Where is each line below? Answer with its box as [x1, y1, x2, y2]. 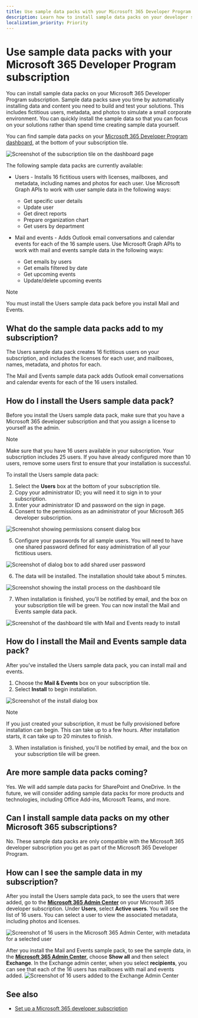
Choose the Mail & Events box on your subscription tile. [14, 679, 150, 687]
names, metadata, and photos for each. [6, 361, 102, 368]
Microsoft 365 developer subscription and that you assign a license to [6, 418, 176, 425]
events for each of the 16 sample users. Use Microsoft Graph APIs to [14, 240, 181, 247]
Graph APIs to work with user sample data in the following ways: [14, 186, 171, 193]
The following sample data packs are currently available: [6, 162, 143, 169]
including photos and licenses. [6, 918, 81, 925]
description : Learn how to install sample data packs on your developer [6, 14, 189, 20]
